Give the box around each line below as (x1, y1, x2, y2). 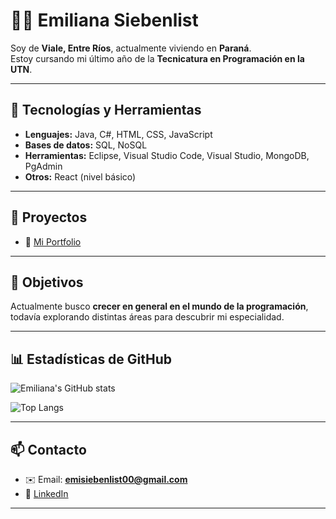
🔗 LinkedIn (24, 488, 69, 499)
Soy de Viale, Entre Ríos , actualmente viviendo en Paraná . (10, 42, 252, 54)
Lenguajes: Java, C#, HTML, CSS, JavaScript (24, 128, 213, 140)
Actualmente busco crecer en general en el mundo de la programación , (10, 300, 309, 313)
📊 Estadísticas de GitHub (10, 350, 173, 368)
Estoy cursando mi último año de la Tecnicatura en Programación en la (10, 52, 305, 64)
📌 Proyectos (10, 209, 88, 226)
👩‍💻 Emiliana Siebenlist (10, 9, 199, 32)
